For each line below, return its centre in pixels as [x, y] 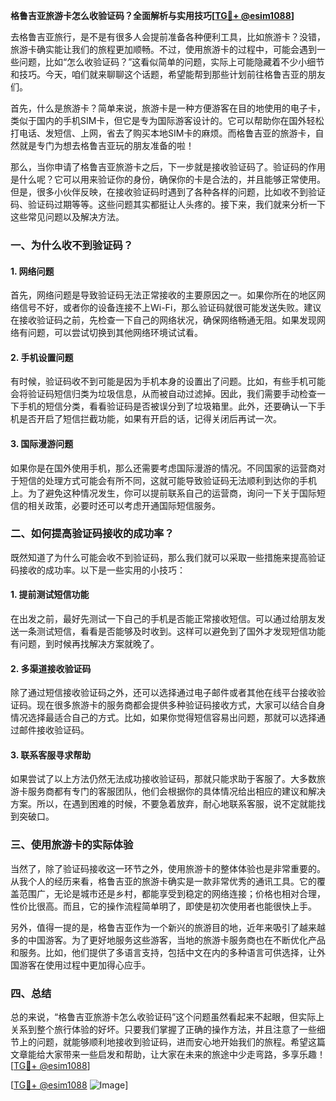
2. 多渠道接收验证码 [51, 668]
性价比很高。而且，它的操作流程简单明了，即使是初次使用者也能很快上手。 [163, 906]
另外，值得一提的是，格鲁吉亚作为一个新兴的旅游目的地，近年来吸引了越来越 [168, 927]
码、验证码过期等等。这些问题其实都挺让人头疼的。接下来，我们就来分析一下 [168, 204]
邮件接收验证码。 [54, 730]
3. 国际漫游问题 [42, 443]
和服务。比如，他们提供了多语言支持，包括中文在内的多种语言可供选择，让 [163, 952]
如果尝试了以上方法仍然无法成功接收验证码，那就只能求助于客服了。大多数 [163, 779]
